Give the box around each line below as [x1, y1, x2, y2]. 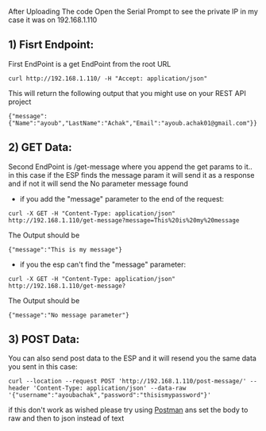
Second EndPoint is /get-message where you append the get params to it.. [8, 162, 253, 171]
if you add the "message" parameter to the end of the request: [19, 194, 225, 203]
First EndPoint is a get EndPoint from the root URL [8, 59, 172, 68]
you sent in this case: [8, 362, 78, 371]
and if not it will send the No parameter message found [8, 179, 188, 188]
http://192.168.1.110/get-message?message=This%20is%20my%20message [8, 216, 240, 225]
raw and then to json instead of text [8, 414, 125, 423]
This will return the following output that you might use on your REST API [8, 88, 246, 98]
